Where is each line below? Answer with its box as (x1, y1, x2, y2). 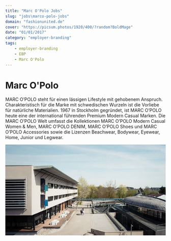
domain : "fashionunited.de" (5, 19, 65, 24)
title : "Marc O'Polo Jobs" (5, 8, 63, 13)
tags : (5, 41, 17, 46)
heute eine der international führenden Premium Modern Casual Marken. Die (5, 113, 166, 119)
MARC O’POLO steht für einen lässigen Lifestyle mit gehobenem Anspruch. (5, 96, 163, 102)
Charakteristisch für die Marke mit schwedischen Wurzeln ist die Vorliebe (5, 102, 159, 108)
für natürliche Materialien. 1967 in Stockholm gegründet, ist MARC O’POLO (5, 107, 162, 114)
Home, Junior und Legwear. (5, 135, 64, 141)
